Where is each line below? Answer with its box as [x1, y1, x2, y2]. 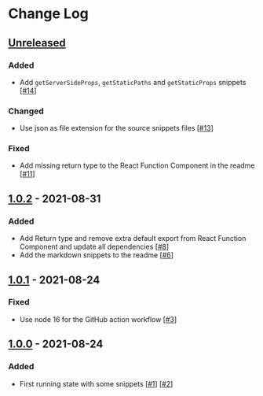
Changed [8, 105, 45, 117]
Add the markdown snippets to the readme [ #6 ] [19, 250, 174, 260]
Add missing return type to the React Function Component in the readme [19, 161, 255, 170]
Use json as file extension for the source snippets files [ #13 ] [19, 124, 214, 133]
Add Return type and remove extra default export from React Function [19, 234, 247, 243]
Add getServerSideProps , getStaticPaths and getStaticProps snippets [19, 77, 247, 87]
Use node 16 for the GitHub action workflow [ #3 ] [19, 314, 177, 324]
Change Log [8, 5, 89, 23]
